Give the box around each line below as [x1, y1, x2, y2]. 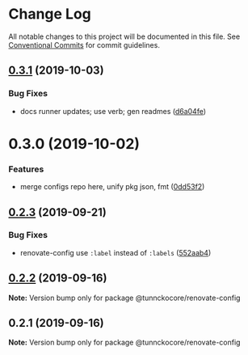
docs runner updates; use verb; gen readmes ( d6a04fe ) [19, 106, 207, 116]
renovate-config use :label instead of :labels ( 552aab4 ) [19, 247, 212, 257]
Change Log [8, 5, 91, 23]
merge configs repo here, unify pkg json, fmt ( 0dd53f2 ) [19, 182, 205, 192]
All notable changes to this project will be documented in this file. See [8, 32, 241, 41]
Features [8, 163, 44, 175]
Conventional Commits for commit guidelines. [8, 40, 160, 49]
